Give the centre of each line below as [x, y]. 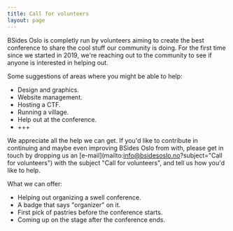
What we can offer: [35, 183]
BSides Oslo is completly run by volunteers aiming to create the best [106, 40]
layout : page [26, 20]
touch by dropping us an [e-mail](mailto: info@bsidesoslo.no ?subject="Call [115, 155]
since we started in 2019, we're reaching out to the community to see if [110, 55]
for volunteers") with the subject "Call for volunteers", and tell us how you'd [116, 162]
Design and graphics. [48, 90]
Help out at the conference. [57, 119]
